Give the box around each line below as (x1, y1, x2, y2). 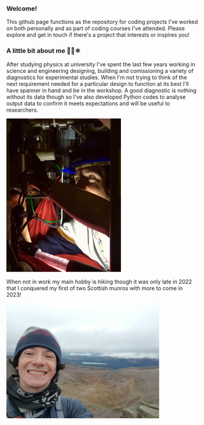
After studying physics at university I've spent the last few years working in (6, 60, 195, 68)
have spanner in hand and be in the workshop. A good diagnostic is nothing (6, 86, 197, 94)
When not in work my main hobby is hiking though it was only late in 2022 (6, 278, 192, 285)
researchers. (6, 106, 38, 113)
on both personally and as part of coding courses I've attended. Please (6, 25, 185, 32)
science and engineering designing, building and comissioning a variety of (6, 67, 194, 74)
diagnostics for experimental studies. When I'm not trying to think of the (6, 74, 188, 81)
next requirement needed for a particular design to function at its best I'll (6, 80, 189, 87)
